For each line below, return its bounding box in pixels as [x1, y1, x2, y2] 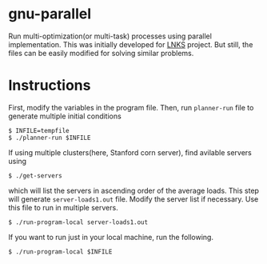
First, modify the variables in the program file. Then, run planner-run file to [8, 102, 254, 112]
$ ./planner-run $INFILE [8, 134, 91, 142]
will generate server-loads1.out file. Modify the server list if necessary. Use [8, 194, 259, 204]
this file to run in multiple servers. [8, 202, 118, 212]
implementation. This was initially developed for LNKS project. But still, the [8, 39, 253, 49]
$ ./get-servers [8, 171, 62, 180]
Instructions [8, 77, 91, 94]
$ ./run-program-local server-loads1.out [8, 218, 149, 226]
